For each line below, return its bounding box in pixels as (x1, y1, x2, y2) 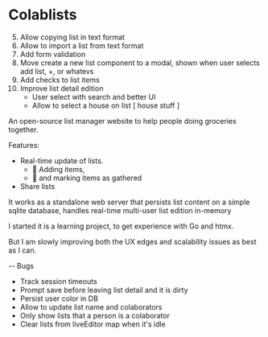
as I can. (8, 245, 37, 255)
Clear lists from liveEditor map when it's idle (19, 319, 167, 329)
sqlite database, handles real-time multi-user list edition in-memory (8, 205, 232, 215)
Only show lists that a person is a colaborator (19, 310, 171, 320)
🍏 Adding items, (31, 164, 85, 174)
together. (8, 125, 39, 134)
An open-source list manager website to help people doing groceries (8, 116, 237, 125)
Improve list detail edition (19, 83, 104, 93)
